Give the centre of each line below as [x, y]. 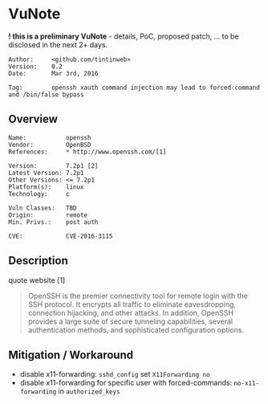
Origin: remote [48, 215]
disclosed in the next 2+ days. [58, 44]
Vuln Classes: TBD [43, 208]
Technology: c [39, 194]
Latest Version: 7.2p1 [46, 173]
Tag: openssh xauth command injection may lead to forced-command [134, 88]
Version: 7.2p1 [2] [53, 165]
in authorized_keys [89, 391]
